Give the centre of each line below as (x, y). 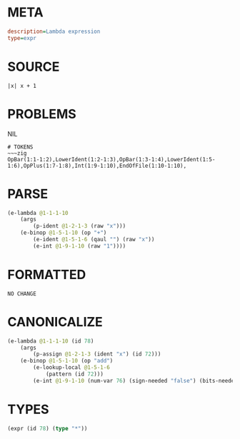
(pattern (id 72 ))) (74, 374)
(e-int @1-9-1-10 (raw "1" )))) (80, 246)
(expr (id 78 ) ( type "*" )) (47, 428)
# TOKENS (20, 147)
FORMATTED (47, 274)
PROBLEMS (42, 114)
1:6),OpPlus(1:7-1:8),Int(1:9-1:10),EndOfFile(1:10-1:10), (97, 166)
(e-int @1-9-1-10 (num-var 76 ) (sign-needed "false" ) (115, 380)
